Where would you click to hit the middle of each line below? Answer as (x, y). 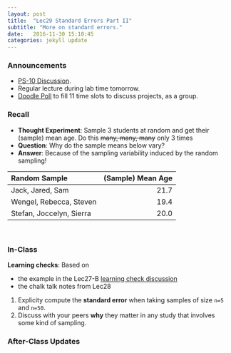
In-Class (22, 249)
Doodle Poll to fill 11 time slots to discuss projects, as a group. (108, 96)
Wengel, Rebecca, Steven (54, 202)
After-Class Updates (44, 341)
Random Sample (39, 178)
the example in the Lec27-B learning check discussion (98, 279)
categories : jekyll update (47, 41)
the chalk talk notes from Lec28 (65, 287)
